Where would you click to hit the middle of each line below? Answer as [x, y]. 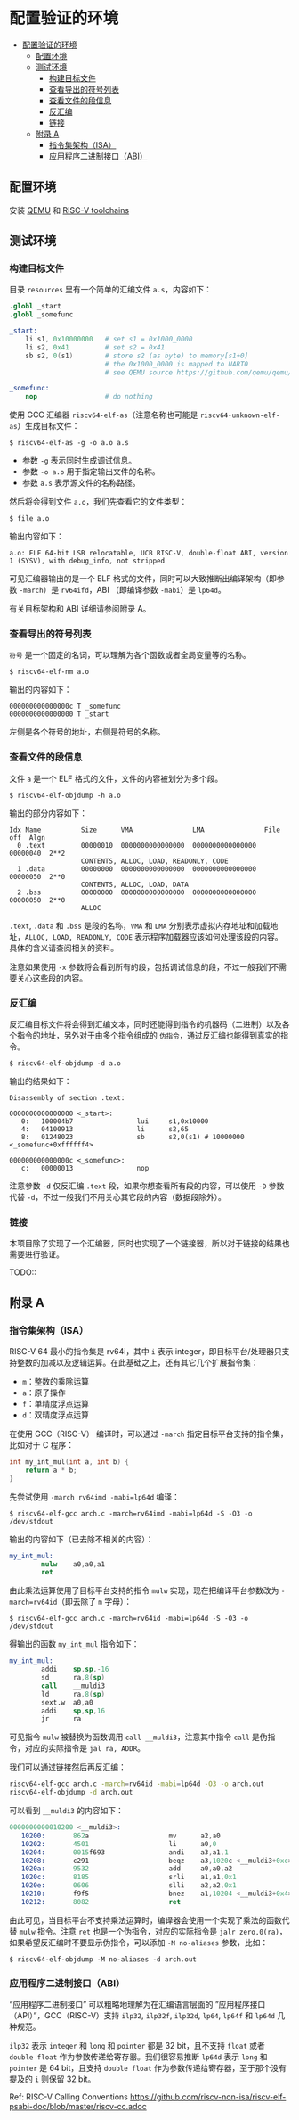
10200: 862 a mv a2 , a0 [121, 1836]
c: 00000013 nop [85, 1169]
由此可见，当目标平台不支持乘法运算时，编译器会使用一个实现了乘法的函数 [145, 1920]
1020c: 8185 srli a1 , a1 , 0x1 [129, 1878]
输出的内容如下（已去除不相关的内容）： [81, 1539]
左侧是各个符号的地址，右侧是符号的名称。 [87, 732]
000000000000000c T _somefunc [65, 707]
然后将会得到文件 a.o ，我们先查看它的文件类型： [98, 502]
